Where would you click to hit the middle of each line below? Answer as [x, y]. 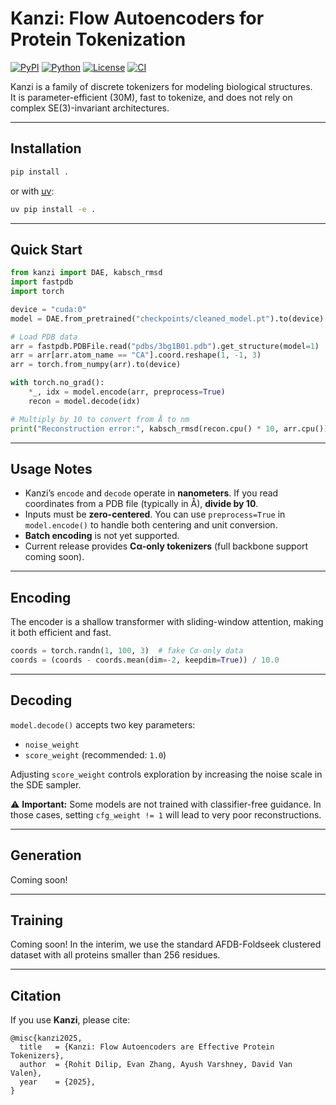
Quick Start [46, 249]
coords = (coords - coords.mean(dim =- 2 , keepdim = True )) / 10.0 [145, 660]
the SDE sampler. [46, 784]
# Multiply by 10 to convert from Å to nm [100, 419]
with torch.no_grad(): [57, 383]
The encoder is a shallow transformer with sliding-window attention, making [167, 622]
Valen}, [26, 1073]
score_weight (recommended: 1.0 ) [95, 754]
